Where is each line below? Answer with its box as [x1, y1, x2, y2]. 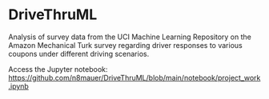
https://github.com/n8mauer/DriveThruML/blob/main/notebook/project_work [8, 73, 261, 82]
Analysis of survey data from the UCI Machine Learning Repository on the [8, 32, 252, 42]
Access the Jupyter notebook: [8, 64, 108, 73]
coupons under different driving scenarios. [8, 49, 150, 58]
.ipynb [8, 81, 30, 91]
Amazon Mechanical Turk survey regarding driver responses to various [8, 40, 243, 49]
